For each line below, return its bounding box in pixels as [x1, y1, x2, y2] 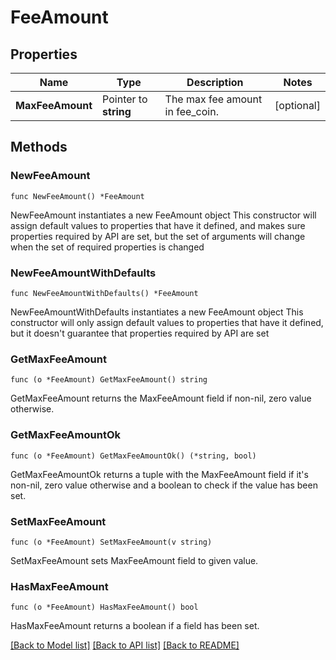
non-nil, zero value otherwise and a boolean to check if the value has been [10, 479, 318, 491]
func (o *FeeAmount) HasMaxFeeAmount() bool [10, 602, 199, 613]
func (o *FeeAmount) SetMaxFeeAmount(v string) [10, 537, 213, 547]
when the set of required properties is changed [10, 241, 205, 253]
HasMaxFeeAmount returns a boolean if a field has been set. [10, 620, 260, 632]
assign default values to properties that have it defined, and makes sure [10, 219, 306, 231]
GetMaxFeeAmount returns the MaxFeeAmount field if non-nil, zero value [10, 392, 312, 405]
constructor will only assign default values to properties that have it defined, [10, 316, 324, 328]
